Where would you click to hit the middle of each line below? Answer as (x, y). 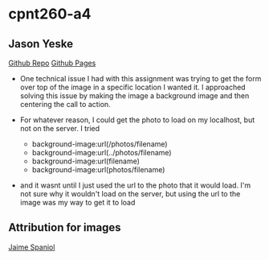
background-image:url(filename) (86, 161)
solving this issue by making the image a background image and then (134, 96)
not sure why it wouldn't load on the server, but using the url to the (130, 194)
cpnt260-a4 (50, 14)
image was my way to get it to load (77, 202)
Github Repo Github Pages (52, 63)
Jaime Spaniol (32, 247)
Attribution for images (65, 227)
